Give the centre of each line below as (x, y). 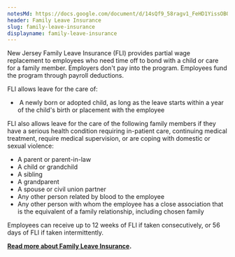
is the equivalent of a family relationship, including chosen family (111, 211)
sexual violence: (31, 146)
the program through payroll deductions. (66, 76)
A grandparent (38, 182)
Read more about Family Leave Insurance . (70, 246)
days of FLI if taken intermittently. (55, 232)
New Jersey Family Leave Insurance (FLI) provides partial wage (99, 53)
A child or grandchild (48, 167)
